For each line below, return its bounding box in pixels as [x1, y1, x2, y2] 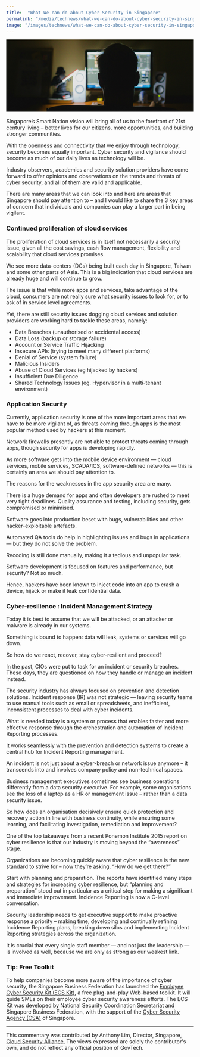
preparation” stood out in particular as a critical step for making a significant [6, 887, 193, 894]
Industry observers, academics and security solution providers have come [6, 166, 189, 173]
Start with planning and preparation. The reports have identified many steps [6, 875, 192, 882]
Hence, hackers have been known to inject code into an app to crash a [6, 581, 180, 588]
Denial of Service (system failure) [14, 353, 97, 360]
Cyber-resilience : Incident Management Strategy [6, 602, 153, 610]
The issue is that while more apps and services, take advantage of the [6, 286, 179, 293]
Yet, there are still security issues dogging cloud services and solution [6, 310, 179, 318]
